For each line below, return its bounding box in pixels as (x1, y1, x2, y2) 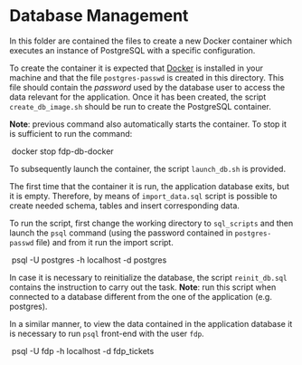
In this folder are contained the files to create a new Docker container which (9, 35, 292, 46)
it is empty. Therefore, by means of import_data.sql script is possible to (9, 190, 278, 201)
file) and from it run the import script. (35, 236, 174, 247)
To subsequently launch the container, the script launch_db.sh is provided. (9, 163, 287, 174)
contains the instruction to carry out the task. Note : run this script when (9, 282, 277, 293)
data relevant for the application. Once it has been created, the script (9, 91, 267, 102)
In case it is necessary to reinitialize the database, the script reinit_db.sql (9, 272, 288, 283)
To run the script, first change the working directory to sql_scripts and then (9, 217, 294, 228)
